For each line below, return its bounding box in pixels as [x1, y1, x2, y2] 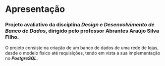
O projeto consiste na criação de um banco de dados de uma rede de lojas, [5, 45, 159, 51]
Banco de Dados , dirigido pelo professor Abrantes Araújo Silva [5, 27, 160, 34]
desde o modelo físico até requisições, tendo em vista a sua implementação [5, 50, 161, 56]
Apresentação [5, 3, 65, 15]
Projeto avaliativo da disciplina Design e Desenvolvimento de [5, 21, 155, 28]
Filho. [5, 34, 19, 41]
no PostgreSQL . [5, 56, 38, 62]
